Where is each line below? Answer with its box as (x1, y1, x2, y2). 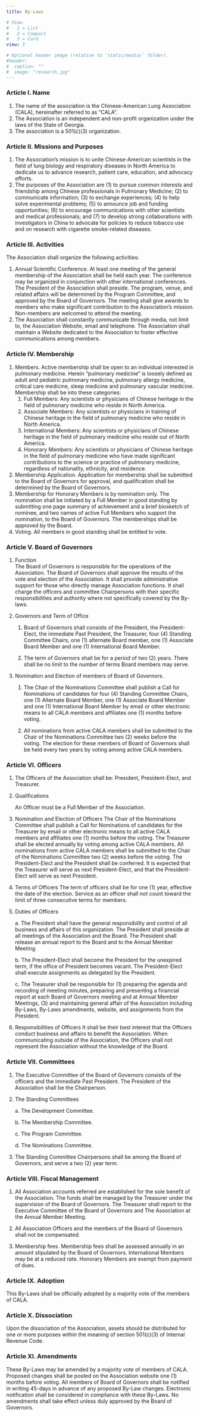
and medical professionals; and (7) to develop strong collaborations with (14, 213, 192, 220)
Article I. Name (6, 89, 51, 97)
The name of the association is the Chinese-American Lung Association (14, 102, 191, 109)
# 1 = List (6, 25, 39, 31)
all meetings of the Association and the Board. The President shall (14, 932, 177, 939)
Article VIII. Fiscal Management (6, 1174, 99, 1182)
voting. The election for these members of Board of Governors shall (23, 739, 190, 746)
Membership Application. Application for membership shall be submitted (14, 471, 192, 478)
